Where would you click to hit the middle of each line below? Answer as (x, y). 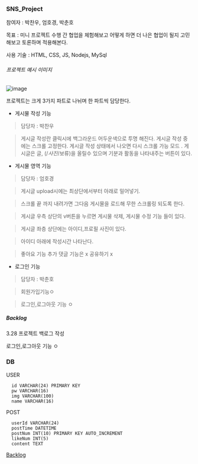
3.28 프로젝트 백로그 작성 (35, 334)
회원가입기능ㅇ (37, 291)
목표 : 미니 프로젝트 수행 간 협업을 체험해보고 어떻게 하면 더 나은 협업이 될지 (92, 35)
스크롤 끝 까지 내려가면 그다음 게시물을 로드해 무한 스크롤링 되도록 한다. (103, 204)
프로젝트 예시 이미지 (29, 69)
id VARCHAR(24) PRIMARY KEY (46, 386)
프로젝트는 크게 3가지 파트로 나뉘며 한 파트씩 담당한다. (69, 101)
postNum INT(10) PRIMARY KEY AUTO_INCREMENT (67, 433)
